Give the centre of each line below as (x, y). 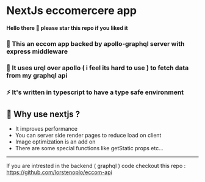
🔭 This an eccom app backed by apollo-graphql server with (95, 43)
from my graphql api (37, 75)
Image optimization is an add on (55, 142)
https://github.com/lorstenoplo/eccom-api (59, 172)
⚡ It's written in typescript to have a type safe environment (95, 92)
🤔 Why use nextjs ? (43, 114)
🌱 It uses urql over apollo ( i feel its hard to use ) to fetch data (98, 68)
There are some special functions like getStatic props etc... (89, 148)
